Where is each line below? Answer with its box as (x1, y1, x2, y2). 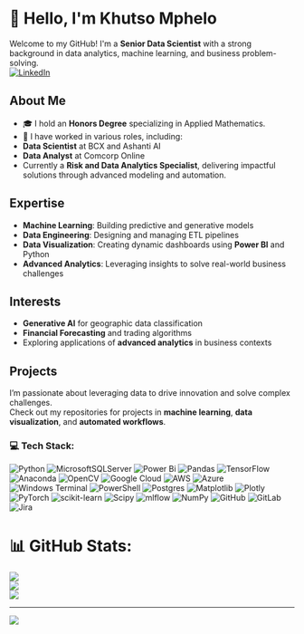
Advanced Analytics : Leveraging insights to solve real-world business (22, 258, 287, 269)
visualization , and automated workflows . (9, 417, 166, 427)
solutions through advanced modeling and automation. (22, 169, 227, 180)
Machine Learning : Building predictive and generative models (22, 219, 254, 230)
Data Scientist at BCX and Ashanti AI (22, 140, 161, 151)
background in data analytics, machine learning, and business (9, 47, 241, 58)
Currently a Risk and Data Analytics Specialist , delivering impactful (22, 159, 276, 170)
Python (22, 248, 50, 259)
